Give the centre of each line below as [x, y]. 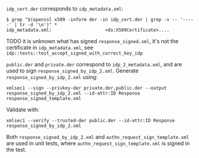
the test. [16, 150]
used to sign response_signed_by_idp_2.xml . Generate [72, 71]
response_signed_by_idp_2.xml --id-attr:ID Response [73, 93]
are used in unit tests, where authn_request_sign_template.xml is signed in [98, 143]
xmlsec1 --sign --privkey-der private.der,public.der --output [87, 88]
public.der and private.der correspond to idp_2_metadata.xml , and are [94, 64]
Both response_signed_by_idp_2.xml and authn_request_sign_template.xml [98, 137]
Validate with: [23, 110]
